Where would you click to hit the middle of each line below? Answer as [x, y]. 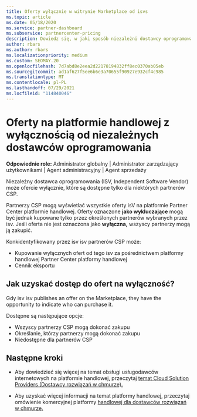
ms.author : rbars [27, 50]
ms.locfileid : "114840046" [39, 93]
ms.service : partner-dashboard [44, 28]
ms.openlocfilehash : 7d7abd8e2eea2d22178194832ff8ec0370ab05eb [85, 66]
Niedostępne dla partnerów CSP [53, 339]
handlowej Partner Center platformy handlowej [71, 259]
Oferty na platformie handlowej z [88, 122]
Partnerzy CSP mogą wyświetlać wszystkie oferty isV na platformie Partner [97, 205]
